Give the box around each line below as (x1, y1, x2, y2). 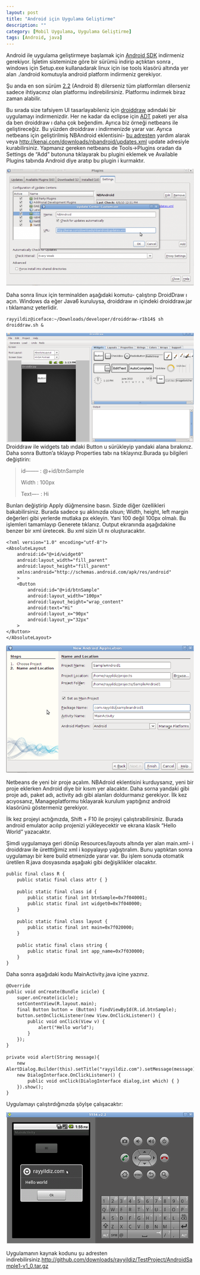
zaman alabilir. (6, 95, 42, 102)
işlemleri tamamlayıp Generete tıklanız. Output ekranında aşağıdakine (6, 521, 176, 528)
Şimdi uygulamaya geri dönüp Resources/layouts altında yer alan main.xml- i (6, 840, 193, 847)
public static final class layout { (17, 918, 108, 925)
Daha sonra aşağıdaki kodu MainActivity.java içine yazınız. (6, 971, 149, 978)
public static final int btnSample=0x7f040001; (27, 895, 148, 901)
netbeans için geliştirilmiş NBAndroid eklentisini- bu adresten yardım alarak (6, 132, 190, 139)
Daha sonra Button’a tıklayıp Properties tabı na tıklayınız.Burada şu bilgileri (6, 449, 188, 457)
